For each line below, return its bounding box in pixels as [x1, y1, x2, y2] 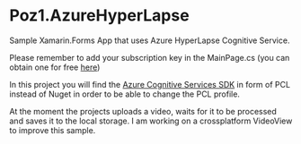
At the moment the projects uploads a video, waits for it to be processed [9, 106, 277, 116]
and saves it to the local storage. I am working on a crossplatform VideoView [9, 115, 293, 126]
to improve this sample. [9, 124, 96, 135]
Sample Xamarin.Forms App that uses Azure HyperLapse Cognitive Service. [9, 35, 290, 46]
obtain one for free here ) [9, 62, 101, 72]
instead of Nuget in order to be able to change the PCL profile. [9, 89, 241, 99]
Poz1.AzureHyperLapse [9, 5, 190, 26]
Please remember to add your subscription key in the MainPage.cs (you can [9, 52, 290, 63]
